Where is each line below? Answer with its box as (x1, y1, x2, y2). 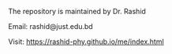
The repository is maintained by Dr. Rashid (8, 7, 146, 16)
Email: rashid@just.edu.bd (8, 22, 93, 31)
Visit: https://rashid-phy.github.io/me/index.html (8, 37, 164, 46)
